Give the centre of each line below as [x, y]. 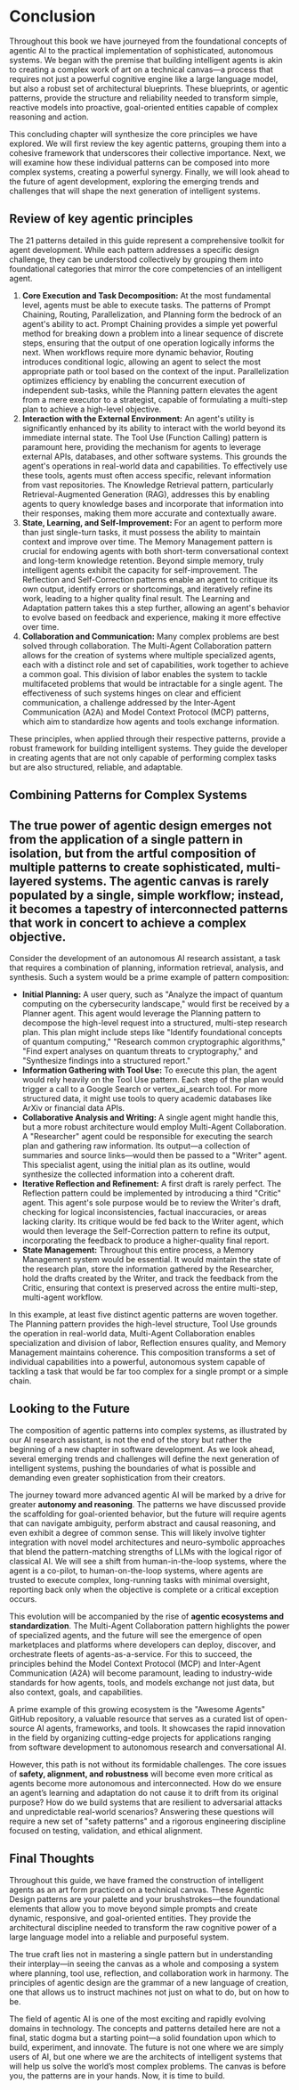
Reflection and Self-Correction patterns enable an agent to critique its [150, 579]
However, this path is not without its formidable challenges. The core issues [148, 1764]
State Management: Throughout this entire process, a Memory [138, 1250]
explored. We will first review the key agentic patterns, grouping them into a [148, 143]
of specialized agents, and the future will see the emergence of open [136, 1635]
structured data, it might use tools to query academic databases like [147, 1098]
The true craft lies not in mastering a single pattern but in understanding [141, 1954]
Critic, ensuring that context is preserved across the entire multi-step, [150, 1287]
